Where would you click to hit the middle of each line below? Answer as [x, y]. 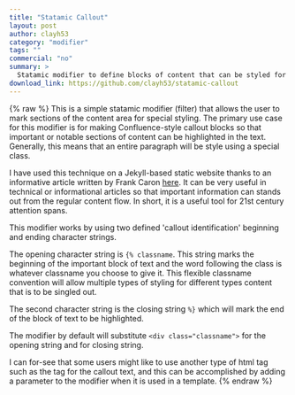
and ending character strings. [63, 236]
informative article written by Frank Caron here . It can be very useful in [138, 182]
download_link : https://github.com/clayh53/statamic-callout [124, 83]
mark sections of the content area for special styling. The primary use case [146, 118]
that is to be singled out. [53, 291]
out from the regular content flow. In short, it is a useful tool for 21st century [147, 201]
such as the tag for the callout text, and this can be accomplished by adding [147, 371]
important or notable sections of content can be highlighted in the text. [138, 136]
